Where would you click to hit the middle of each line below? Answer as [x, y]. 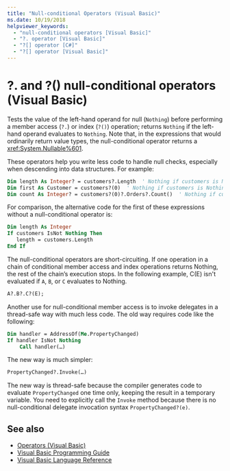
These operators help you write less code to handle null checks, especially [112, 161]
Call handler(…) [43, 347]
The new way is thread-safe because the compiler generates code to [104, 385]
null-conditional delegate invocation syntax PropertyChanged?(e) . [99, 407]
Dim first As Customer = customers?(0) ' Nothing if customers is [105, 188]
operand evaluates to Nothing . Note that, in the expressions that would [122, 134]
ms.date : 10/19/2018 [37, 20]
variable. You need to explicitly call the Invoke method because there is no [112, 400]
